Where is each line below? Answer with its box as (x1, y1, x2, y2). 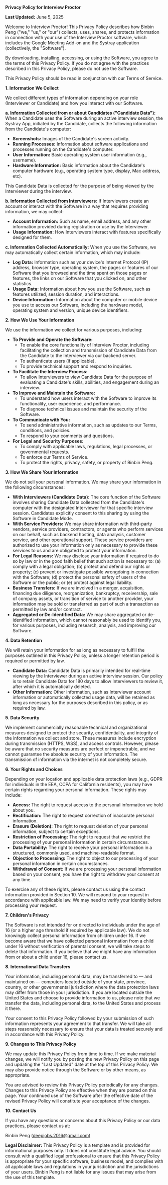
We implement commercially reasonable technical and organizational (5, 724, 147, 730)
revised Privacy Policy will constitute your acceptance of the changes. (5, 1098, 150, 1104)
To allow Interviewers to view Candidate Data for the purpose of (20, 374, 152, 380)
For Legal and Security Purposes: (12, 438, 84, 444)
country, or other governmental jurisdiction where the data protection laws (5, 984, 159, 990)
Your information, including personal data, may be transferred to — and (5, 973, 152, 979)
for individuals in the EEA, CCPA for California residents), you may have (5, 782, 152, 787)
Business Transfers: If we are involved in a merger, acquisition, (12, 585, 144, 590)
